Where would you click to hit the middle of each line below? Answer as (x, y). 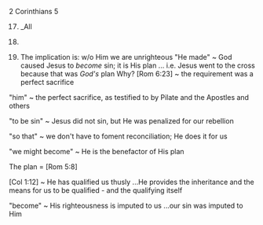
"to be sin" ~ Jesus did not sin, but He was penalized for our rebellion (121, 121)
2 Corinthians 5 (34, 11)
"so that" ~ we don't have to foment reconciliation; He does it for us (118, 136)
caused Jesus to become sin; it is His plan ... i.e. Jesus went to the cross (138, 65)
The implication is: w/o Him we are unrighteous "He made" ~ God (126, 57)
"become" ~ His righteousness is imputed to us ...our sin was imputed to (126, 205)
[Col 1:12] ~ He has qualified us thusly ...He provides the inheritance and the (131, 182)
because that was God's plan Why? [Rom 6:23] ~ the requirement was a (137, 74)
